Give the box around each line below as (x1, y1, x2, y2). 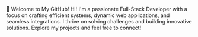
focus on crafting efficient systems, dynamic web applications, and (6, 12, 170, 19)
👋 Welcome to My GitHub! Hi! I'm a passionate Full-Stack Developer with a (6, 6, 188, 12)
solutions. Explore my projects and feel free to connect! (6, 24, 142, 31)
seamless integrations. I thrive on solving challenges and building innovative (6, 18, 192, 25)
